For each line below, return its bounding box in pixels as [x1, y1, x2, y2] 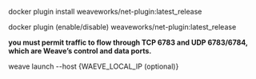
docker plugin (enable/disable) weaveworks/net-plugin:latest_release [8, 22, 237, 31]
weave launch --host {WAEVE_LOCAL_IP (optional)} [8, 61, 179, 71]
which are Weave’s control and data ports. [8, 46, 152, 55]
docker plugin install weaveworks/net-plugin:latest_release [8, 7, 202, 16]
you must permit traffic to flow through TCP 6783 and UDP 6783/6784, [8, 38, 248, 47]
